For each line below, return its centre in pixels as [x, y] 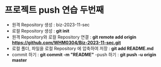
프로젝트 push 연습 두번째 [54, 10]
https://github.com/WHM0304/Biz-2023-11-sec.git [66, 42]
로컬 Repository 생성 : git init [41, 31]
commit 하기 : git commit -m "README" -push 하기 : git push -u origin [84, 54]
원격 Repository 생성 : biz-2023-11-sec [51, 25]
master [19, 60]
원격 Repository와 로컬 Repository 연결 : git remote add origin [74, 37]
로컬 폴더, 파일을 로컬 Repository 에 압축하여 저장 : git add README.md [83, 48]
